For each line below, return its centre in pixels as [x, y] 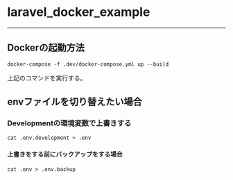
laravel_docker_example [79, 12]
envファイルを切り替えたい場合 [75, 102]
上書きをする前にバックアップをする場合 [65, 154]
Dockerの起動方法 [46, 48]
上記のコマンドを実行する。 [47, 78]
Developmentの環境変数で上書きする [69, 123]
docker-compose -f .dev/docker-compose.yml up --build [88, 64]
